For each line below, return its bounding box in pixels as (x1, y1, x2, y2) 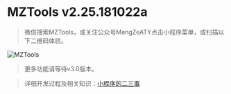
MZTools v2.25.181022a (7, 4, 148, 20)
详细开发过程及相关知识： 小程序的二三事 (24, 79, 140, 87)
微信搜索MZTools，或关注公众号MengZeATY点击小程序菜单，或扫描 (24, 28, 219, 36)
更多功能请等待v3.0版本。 (24, 64, 99, 73)
